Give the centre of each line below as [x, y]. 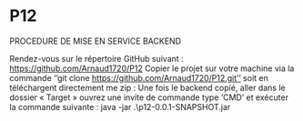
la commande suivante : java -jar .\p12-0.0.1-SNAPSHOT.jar [120, 106]
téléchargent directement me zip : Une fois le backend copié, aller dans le [147, 87]
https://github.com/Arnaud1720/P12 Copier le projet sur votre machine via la [152, 68]
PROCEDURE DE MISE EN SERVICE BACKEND [96, 41]
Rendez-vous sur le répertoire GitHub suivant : [96, 58]
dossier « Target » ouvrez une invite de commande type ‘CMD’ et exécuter [149, 97]
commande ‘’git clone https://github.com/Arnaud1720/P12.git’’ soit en [139, 77]
